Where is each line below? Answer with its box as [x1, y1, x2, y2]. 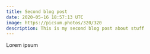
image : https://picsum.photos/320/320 [6, 20, 102, 26]
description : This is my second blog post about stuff [6, 25, 145, 31]
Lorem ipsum [6, 42, 39, 49]
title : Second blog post [6, 8, 68, 15]
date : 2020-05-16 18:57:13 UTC [6, 14, 84, 20]
